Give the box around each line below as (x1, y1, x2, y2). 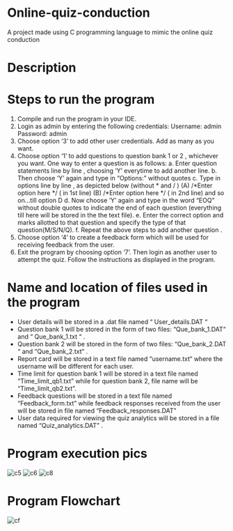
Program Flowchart (7, 493, 120, 509)
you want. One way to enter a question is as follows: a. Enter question (17, 159, 218, 168)
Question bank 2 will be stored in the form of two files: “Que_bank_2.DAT (17, 340, 227, 348)
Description (7, 60, 77, 76)
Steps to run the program (7, 92, 155, 107)
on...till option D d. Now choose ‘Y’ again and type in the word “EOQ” (17, 197, 215, 205)
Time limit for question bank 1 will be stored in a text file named (17, 369, 198, 378)
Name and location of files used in (7, 280, 208, 295)
